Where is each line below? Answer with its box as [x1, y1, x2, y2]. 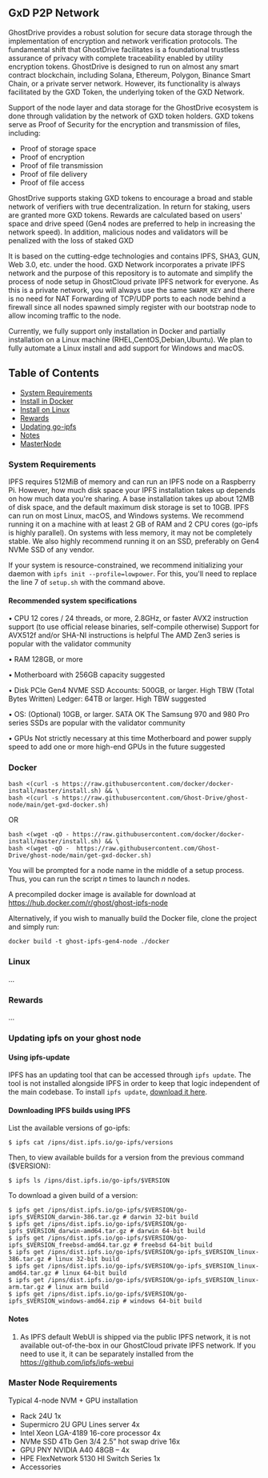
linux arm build [54, 1284, 110, 1292]
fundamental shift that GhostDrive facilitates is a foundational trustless [8, 44, 240, 54]
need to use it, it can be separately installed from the [19, 1348, 194, 1359]
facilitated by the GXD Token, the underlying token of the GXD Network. [8, 87, 246, 97]
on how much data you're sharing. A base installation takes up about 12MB [8, 494, 254, 503]
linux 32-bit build [54, 1256, 120, 1264]
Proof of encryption [19, 152, 86, 162]
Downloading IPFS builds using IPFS [8, 1105, 130, 1115]
